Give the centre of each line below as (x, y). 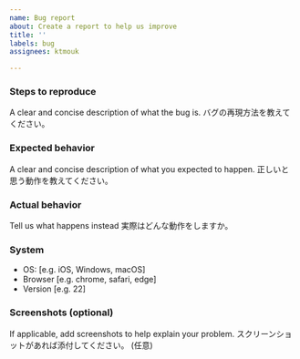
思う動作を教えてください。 (61, 180)
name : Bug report (42, 18)
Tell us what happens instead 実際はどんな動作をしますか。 (121, 226)
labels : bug (32, 43)
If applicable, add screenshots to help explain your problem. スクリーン (143, 333)
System (27, 250)
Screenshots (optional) (62, 313)
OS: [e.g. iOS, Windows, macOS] (84, 270)
